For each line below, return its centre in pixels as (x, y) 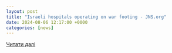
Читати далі (21, 44)
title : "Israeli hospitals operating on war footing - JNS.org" (86, 17)
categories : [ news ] (30, 28)
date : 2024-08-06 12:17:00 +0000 (47, 22)
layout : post (22, 11)
